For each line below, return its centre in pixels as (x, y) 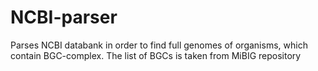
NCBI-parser (64, 17)
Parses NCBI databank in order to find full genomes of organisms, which (159, 45)
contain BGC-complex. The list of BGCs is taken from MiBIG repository (156, 55)
